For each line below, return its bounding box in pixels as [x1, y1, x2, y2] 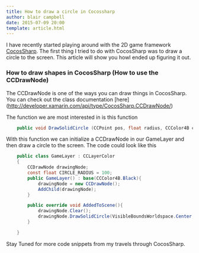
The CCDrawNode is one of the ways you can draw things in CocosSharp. [6, 89, 187, 96]
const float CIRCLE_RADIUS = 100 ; [27, 170, 113, 176]
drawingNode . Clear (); [37, 208, 92, 214]
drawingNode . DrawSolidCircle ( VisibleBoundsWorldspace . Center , [37, 213, 195, 219]
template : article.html [6, 25, 65, 31]
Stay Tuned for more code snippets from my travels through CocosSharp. [6, 240, 185, 247]
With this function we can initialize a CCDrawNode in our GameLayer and [6, 135, 185, 142]
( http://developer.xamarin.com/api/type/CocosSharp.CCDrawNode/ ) [6, 102, 174, 109]
